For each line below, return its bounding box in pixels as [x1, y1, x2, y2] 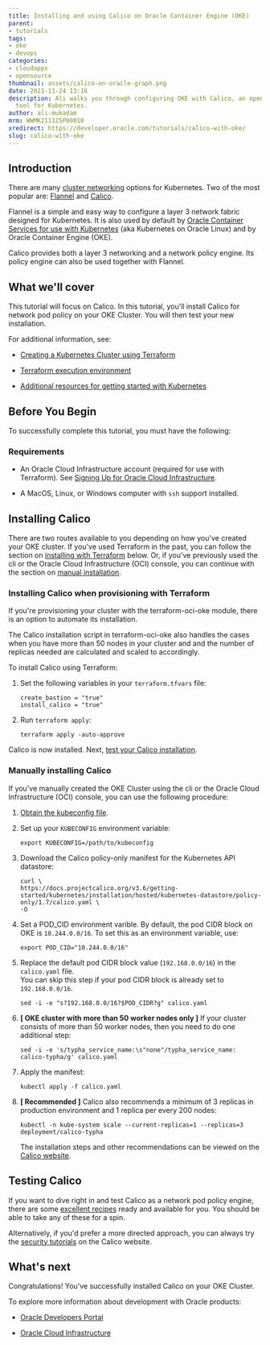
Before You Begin [8, 405, 97, 418]
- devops [8, 49, 38, 57]
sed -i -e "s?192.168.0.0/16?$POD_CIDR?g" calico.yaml [19, 998, 208, 1007]
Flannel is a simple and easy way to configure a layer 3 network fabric [8, 207, 240, 217]
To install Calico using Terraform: [8, 662, 118, 673]
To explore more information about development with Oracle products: [8, 1297, 242, 1306]
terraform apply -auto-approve [19, 731, 125, 739]
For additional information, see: [8, 334, 112, 344]
